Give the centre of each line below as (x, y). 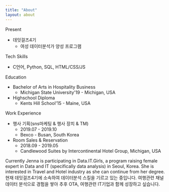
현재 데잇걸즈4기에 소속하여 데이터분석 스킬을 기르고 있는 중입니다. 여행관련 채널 (84, 177)
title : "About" (21, 10)
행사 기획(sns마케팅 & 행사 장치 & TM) (50, 123)
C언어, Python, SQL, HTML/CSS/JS (49, 67)
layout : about (20, 15)
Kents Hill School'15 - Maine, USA (55, 103)
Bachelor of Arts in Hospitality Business (54, 87)
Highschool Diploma (34, 98)
